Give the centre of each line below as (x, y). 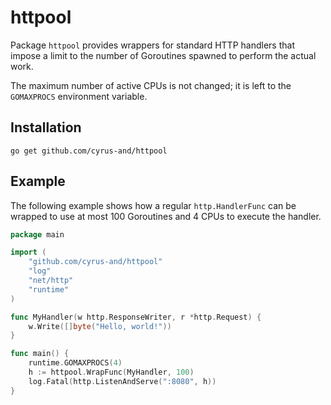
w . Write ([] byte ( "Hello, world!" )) (100, 326)
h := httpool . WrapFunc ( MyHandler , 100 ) (111, 372)
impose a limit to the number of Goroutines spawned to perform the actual (163, 55)
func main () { (40, 354)
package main (37, 234)
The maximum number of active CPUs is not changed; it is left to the (151, 85)
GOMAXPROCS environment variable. (79, 96)
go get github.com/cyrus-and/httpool (89, 151)
